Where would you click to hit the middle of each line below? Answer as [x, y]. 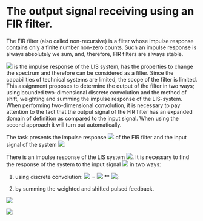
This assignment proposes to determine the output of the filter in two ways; [101, 86]
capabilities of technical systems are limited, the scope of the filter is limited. [102, 79]
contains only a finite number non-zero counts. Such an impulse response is [101, 47]
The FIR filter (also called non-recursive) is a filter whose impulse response [100, 41]
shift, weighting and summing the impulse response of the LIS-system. [95, 99]
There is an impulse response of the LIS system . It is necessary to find [98, 157]
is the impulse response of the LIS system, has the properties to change [103, 66]
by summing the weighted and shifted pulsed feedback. [85, 188]
